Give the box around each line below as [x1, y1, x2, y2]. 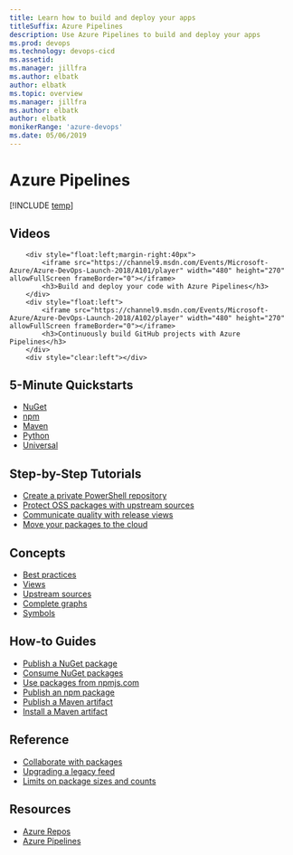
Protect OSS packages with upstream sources [22, 499, 194, 511]
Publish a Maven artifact [22, 696, 113, 707]
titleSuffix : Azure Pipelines [9, 22, 124, 31]
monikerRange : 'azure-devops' [9, 123, 124, 132]
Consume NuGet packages [22, 667, 124, 679]
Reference [9, 732, 70, 747]
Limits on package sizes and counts [22, 775, 156, 786]
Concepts [9, 545, 66, 561]
